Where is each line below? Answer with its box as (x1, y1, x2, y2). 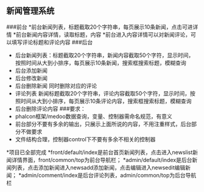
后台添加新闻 (15, 67, 47, 74)
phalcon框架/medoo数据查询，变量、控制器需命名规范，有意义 (15, 113, 172, 120)
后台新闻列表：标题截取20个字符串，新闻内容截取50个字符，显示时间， (15, 51, 194, 59)
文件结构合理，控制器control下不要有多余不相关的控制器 (15, 135, 156, 142)
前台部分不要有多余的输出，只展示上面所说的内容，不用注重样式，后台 (15, 120, 192, 127)
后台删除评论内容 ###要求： (15, 105, 86, 112)
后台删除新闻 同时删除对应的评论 (15, 82, 97, 89)
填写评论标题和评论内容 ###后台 (11, 39, 93, 46)
